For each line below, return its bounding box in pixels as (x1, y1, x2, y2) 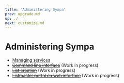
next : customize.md (5, 20, 45, 26)
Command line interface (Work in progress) (12, 62, 99, 68)
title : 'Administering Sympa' (5, 7, 66, 12)
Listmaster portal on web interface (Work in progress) (12, 73, 120, 79)
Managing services (12, 57, 51, 63)
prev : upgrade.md (5, 12, 40, 16)
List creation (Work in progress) (12, 68, 76, 73)
